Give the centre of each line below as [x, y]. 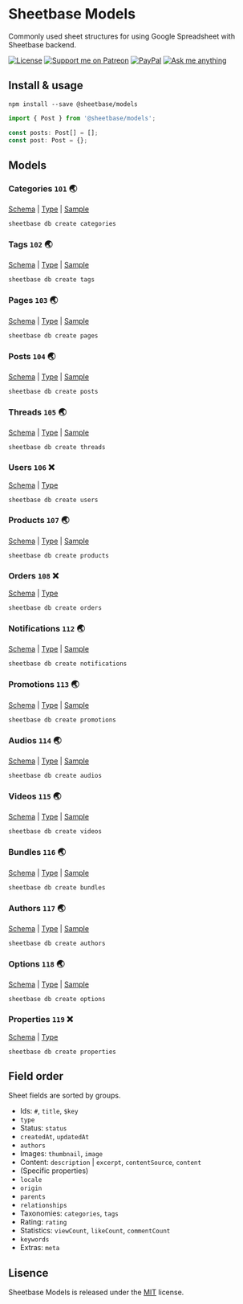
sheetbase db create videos [55, 832]
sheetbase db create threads [57, 448]
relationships [43, 1206]
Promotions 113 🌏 [44, 685]
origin [31, 1189]
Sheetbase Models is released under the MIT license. [96, 1292]
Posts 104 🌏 [32, 356]
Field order [36, 1076]
